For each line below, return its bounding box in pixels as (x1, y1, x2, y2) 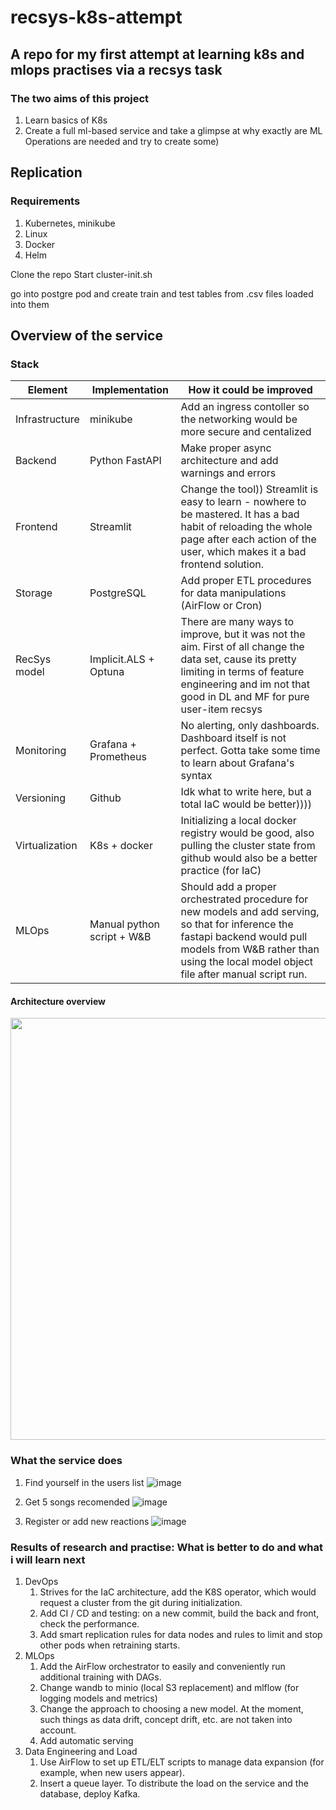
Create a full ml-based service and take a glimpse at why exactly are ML (24, 124, 323, 136)
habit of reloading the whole (180, 520, 313, 534)
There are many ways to (180, 615, 295, 629)
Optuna (89, 665, 125, 679)
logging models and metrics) (39, 1692, 158, 1705)
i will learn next (10, 1552, 86, 1566)
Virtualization (15, 839, 78, 853)
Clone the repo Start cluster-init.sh (10, 268, 153, 280)
